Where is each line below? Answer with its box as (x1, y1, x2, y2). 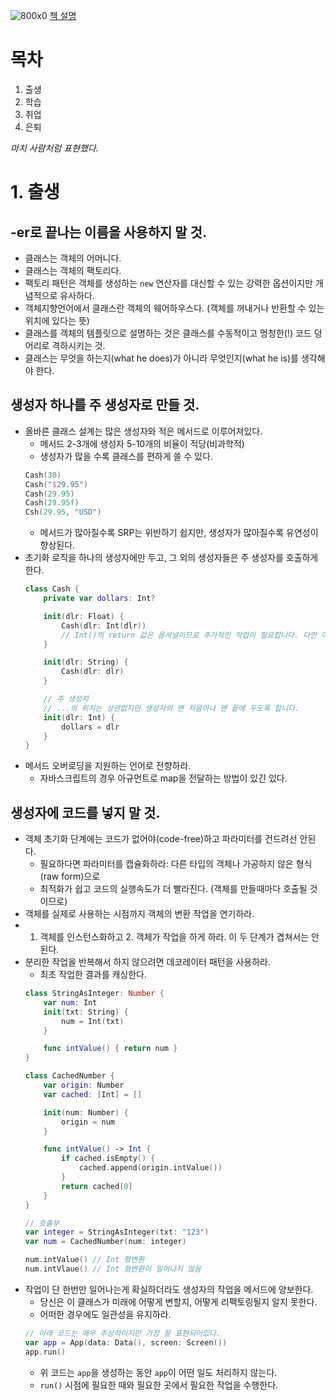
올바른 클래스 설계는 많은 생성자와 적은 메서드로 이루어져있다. (24, 425, 263, 437)
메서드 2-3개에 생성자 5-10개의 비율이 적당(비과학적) (39, 437, 245, 449)
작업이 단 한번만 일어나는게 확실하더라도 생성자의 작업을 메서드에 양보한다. (24, 1283, 314, 1295)
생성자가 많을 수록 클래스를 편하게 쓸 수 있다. (39, 450, 213, 462)
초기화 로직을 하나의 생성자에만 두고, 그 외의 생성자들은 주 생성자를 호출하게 (24, 552, 319, 564)
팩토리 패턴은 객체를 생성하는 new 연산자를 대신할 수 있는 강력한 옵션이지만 (24, 277, 313, 289)
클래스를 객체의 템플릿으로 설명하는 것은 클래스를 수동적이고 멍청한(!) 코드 (24, 327, 312, 339)
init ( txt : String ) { (43, 1007, 129, 1017)
